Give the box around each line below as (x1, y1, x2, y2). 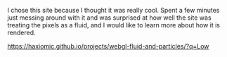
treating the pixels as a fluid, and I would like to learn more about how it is (7, 21, 220, 29)
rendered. (7, 28, 37, 37)
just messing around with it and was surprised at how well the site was (7, 13, 212, 22)
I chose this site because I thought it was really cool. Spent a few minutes (7, 6, 220, 14)
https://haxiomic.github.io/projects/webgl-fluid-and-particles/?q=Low (7, 42, 209, 50)
